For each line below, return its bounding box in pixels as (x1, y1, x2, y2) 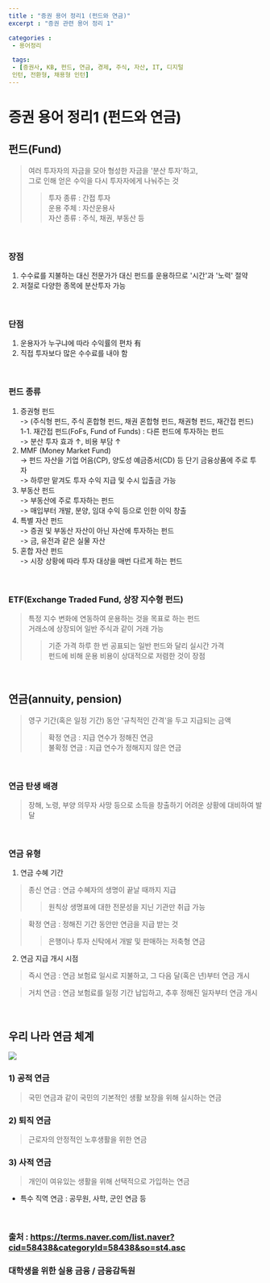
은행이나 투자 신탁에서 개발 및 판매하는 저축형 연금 (48, 937, 206, 947)
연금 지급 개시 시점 (19, 954, 79, 963)
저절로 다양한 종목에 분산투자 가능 (19, 281, 127, 290)
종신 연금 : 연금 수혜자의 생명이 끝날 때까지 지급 (27, 885, 177, 895)
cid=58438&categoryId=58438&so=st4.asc (8, 1242, 186, 1253)
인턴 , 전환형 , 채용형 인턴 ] (11, 71, 89, 79)
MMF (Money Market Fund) (19, 445, 111, 455)
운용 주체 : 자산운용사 (48, 203, 115, 212)
